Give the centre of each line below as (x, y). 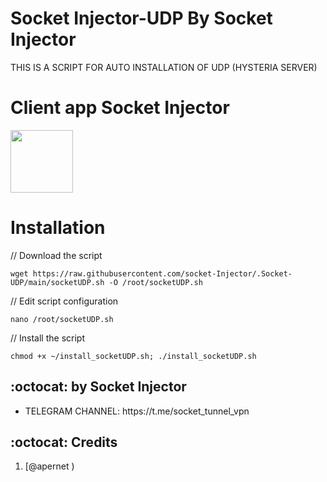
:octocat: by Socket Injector (98, 387)
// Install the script (47, 338)
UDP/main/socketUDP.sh (57, 282)
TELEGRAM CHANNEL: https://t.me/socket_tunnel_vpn (137, 411)
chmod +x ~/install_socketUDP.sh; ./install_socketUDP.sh (133, 356)
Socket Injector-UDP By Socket (141, 18)
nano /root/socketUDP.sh (62, 319)
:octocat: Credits (64, 442)
